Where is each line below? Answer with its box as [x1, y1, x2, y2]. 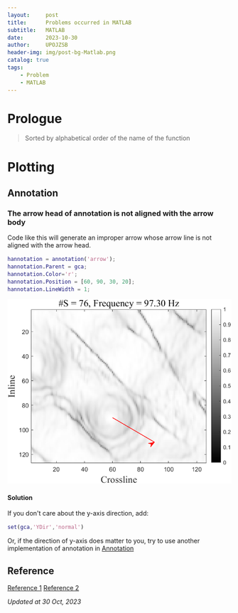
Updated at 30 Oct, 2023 [7, 597, 82, 606]
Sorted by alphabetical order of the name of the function [24, 134, 190, 142]
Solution [7, 493, 33, 501]
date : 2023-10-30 [7, 34, 78, 41]
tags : [7, 64, 23, 71]
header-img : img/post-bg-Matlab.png [7, 49, 116, 56]
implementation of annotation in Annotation [7, 544, 134, 553]
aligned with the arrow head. [7, 241, 91, 250]
